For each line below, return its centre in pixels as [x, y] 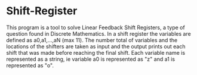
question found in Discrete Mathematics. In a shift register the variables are [98, 33]
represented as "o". [30, 65]
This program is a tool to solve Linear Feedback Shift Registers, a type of [96, 27]
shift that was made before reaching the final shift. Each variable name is [96, 52]
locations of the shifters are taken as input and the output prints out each [96, 46]
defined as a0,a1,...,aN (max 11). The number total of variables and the [92, 40]
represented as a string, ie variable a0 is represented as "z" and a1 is [90, 59]
